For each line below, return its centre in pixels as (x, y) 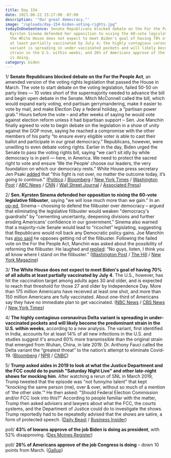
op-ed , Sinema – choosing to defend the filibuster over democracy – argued (85, 206)
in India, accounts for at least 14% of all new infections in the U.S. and (78, 334)
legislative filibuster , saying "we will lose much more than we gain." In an (82, 200)
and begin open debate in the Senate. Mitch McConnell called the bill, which (85, 98)
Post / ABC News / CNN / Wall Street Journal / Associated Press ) (73, 185)
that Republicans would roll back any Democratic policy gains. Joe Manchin (84, 233)
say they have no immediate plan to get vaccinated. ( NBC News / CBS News (85, 302)
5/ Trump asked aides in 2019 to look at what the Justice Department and (84, 366)
